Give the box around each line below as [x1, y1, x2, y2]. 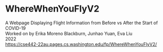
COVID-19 [5, 25, 26, 31]
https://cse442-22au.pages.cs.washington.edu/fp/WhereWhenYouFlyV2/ [5, 41, 157, 47]
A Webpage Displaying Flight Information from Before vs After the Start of [5, 20, 158, 26]
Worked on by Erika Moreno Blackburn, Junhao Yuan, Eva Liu [5, 30, 132, 36]
